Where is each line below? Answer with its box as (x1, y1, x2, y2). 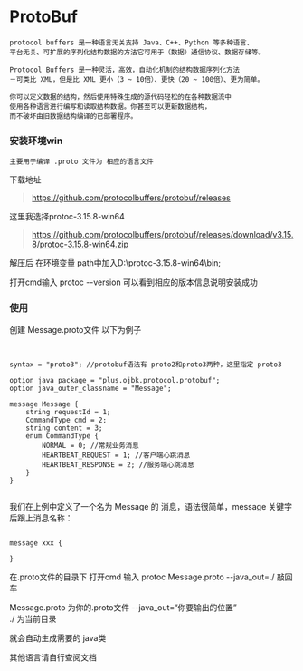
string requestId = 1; (25, 407, 111, 416)
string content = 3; (25, 423, 103, 433)
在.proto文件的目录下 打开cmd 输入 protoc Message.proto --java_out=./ (9, 571, 275, 582)
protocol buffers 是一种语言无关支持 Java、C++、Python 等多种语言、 (9, 38, 254, 47)
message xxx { (9, 538, 63, 548)
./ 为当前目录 (9, 613, 57, 624)
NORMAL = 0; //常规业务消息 (42, 441, 139, 450)
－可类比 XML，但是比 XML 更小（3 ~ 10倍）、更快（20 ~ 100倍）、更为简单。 (9, 74, 265, 83)
